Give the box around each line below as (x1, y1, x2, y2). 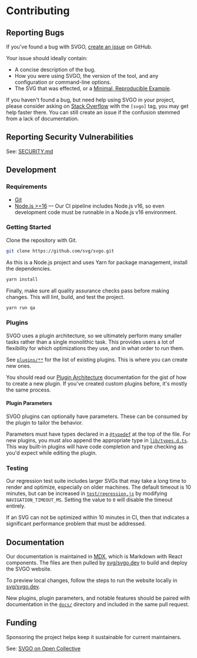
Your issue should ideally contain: (6, 55, 88, 61)
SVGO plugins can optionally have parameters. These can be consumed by (6, 413, 188, 420)
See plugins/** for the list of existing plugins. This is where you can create (6, 356, 188, 363)
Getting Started (6, 223, 51, 231)
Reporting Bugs (6, 28, 65, 38)
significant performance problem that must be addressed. (6, 520, 146, 527)
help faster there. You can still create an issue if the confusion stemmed (6, 109, 181, 116)
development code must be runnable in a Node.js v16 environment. (14, 208, 178, 216)
